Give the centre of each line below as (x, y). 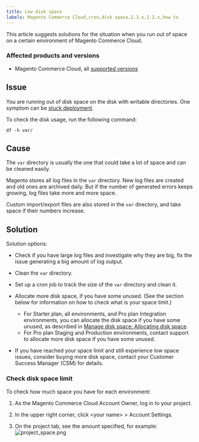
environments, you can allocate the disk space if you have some (102, 320)
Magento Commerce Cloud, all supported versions (76, 68)
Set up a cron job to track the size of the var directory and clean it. (96, 285)
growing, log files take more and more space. (61, 193)
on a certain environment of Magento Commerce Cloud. (74, 40)
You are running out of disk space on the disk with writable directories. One (98, 101)
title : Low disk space (34, 12)
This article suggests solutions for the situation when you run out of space (97, 34)
